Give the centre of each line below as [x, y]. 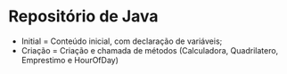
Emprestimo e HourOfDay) [70, 60]
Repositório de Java [83, 16]
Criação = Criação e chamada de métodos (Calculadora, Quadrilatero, [150, 50]
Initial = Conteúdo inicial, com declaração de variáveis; [122, 41]
